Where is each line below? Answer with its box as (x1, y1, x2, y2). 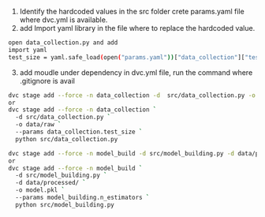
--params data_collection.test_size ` (15, 128, 144, 136)
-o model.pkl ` (15, 186, 65, 194)
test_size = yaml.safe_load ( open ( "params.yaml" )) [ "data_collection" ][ (8, 53, 245, 62)
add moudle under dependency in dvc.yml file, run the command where (19, 67, 253, 77)
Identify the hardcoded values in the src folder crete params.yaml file (19, 7, 244, 16)
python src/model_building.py (15, 200, 114, 208)
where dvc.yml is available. (19, 15, 108, 24)
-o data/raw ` (15, 121, 62, 129)
